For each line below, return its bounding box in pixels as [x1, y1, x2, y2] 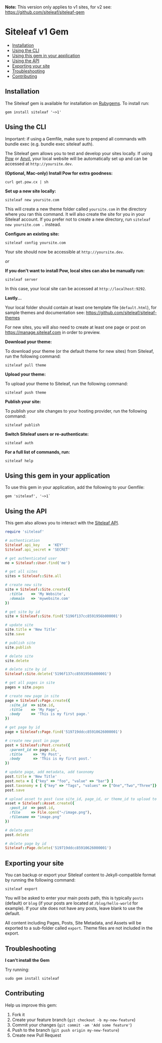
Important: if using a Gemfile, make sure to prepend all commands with [5, 136, 147, 141]
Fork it [12, 1011, 25, 1017]
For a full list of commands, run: [5, 449, 70, 455]
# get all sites [5, 569, 38, 574]
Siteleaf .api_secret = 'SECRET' [5, 547, 70, 552]
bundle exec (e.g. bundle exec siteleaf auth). [5, 141, 94, 147]
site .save [5, 632, 25, 637]
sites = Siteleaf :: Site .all [5, 574, 62, 579]
